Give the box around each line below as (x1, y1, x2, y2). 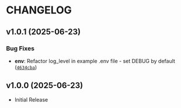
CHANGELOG (6, 4, 72, 17)
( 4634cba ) (14, 64, 37, 71)
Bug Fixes (6, 44, 35, 53)
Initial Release (14, 96, 48, 103)
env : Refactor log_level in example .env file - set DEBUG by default (14, 57, 175, 64)
